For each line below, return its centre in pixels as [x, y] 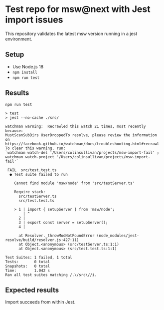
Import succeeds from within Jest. [40, 302]
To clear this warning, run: [35, 148]
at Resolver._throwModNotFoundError [56, 236]
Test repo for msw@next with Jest [78, 9]
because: [14, 131]
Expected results [32, 290]
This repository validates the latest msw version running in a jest [71, 33]
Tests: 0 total [28, 262]
